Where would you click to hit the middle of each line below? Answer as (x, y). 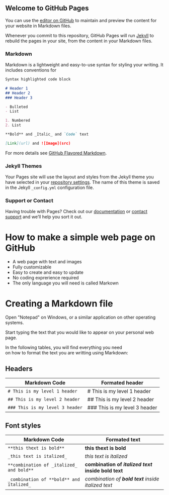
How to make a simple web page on (80, 237)
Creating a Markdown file (59, 303)
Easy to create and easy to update (48, 272)
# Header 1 (17, 88)
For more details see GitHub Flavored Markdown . (56, 153)
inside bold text (104, 470)
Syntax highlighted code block (38, 79)
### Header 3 (19, 97)
